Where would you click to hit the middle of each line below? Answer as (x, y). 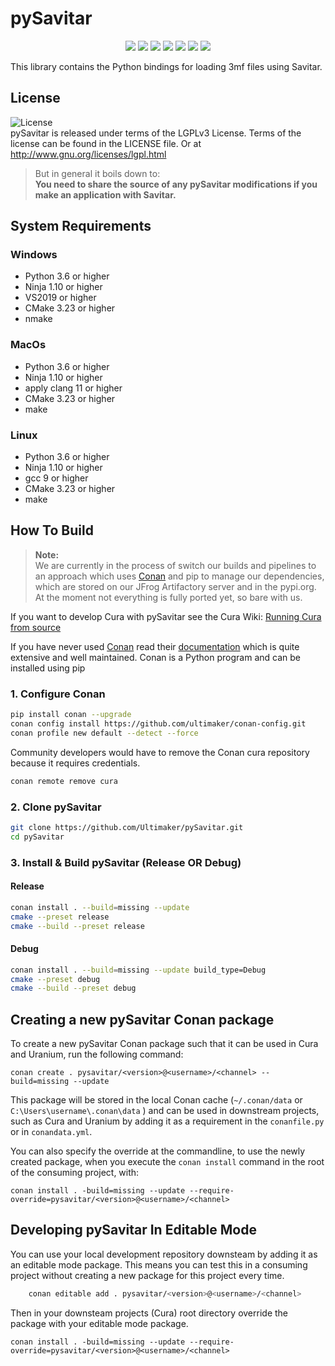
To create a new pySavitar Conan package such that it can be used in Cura (164, 1044)
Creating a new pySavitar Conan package (142, 1019)
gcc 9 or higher (56, 478)
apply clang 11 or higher (73, 388)
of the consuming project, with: (75, 1173)
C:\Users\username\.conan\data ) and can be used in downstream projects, (165, 1111)
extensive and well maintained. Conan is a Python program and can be (155, 657)
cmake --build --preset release (77, 926)
